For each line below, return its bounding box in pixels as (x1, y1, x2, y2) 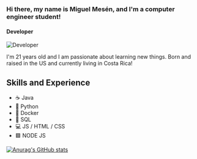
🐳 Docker (15, 109, 39, 116)
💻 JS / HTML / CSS (15, 122, 65, 130)
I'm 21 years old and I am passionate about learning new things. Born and (6, 53, 191, 61)
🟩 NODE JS (15, 131, 46, 139)
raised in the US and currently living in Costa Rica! (6, 60, 133, 67)
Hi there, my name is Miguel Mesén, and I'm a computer (6, 5, 176, 13)
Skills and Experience (6, 77, 91, 87)
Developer (6, 28, 34, 35)
